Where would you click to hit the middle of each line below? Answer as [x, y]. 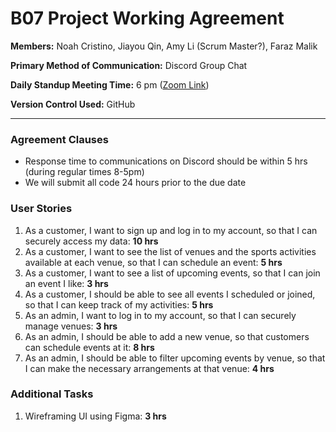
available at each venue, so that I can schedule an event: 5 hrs [153, 262]
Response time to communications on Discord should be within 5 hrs [166, 161]
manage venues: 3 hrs [71, 326]
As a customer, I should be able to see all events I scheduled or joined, [170, 294]
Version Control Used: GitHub [73, 104]
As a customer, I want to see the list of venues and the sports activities [170, 251]
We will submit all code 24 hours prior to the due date [135, 183]
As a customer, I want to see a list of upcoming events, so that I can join [172, 273]
